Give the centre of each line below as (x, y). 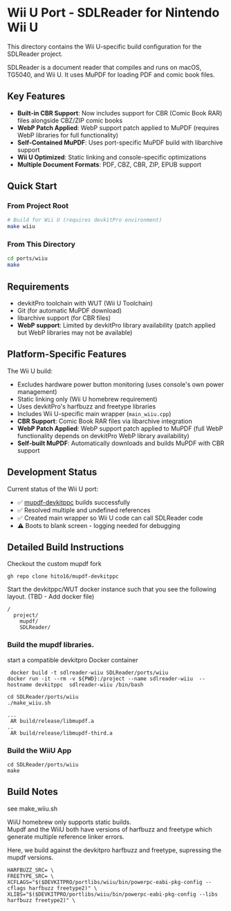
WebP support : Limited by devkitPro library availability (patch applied (116, 326)
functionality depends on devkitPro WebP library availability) (103, 435)
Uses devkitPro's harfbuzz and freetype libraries (86, 406)
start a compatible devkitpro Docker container (73, 660)
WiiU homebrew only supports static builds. (69, 822)
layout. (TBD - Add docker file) (51, 597)
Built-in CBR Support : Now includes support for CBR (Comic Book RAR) (120, 113)
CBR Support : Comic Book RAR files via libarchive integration (104, 421)
